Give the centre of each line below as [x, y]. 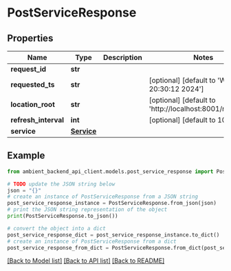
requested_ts [33, 84]
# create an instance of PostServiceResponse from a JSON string [102, 197]
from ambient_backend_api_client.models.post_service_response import [110, 171]
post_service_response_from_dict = [58, 248]
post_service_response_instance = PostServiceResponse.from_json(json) [112, 203]
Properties [30, 38]
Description [122, 58]
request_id [29, 69]
